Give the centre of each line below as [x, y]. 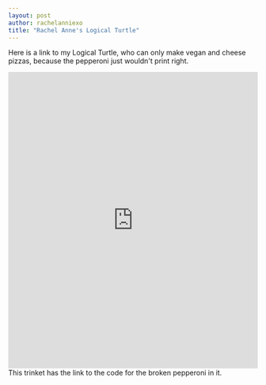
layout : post [30, 15]
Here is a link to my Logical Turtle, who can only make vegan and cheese [127, 53]
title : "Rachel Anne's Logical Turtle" [74, 30]
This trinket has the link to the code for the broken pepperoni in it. [115, 373]
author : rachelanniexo [46, 23]
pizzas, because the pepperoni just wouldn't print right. [99, 61]
